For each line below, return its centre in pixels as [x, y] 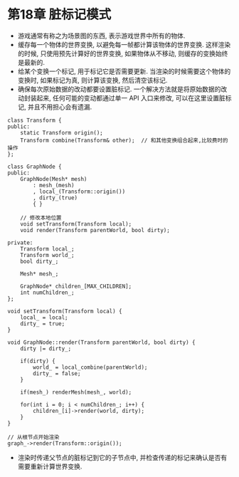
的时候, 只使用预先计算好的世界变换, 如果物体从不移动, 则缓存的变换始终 [123, 53]
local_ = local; [44, 318]
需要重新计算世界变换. [50, 466]
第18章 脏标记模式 [59, 15]
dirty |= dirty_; [46, 348]
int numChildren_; [47, 293]
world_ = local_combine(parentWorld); [90, 367]
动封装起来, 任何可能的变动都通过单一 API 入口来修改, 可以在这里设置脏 [121, 98]
